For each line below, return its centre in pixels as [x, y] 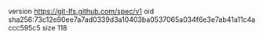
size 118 [55, 28]
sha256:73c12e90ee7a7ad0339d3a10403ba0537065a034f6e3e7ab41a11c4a [132, 19]
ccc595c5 [24, 28]
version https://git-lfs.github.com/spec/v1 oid [81, 11]
